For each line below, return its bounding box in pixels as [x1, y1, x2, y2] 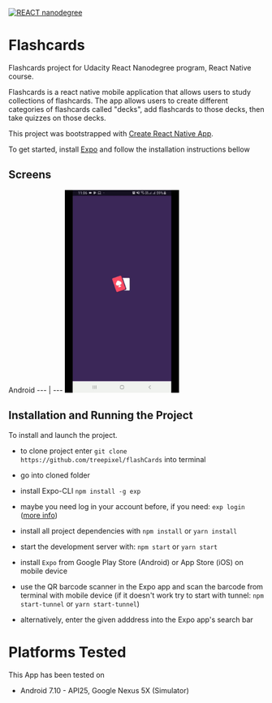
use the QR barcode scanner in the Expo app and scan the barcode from [19, 581, 264, 591]
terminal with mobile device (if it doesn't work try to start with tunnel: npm [19, 590, 264, 600]
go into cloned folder [19, 470, 91, 480]
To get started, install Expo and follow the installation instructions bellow [8, 144, 250, 154]
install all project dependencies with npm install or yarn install [19, 525, 238, 535]
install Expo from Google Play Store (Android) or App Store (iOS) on [19, 557, 244, 567]
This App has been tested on [8, 670, 106, 679]
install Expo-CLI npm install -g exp [19, 486, 141, 495]
